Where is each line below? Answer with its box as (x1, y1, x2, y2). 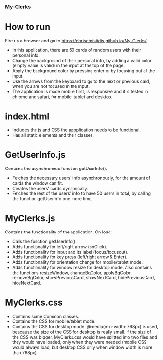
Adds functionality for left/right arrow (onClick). (12, 243, 108, 250)
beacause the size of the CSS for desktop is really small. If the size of (12, 329, 152, 335)
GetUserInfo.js (5, 149, 66, 160)
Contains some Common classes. (12, 313, 79, 319)
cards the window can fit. (12, 180, 63, 186)
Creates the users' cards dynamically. (12, 185, 89, 191)
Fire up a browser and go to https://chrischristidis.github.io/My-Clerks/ (5, 38, 147, 43)
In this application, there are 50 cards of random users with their (12, 47, 141, 53)
